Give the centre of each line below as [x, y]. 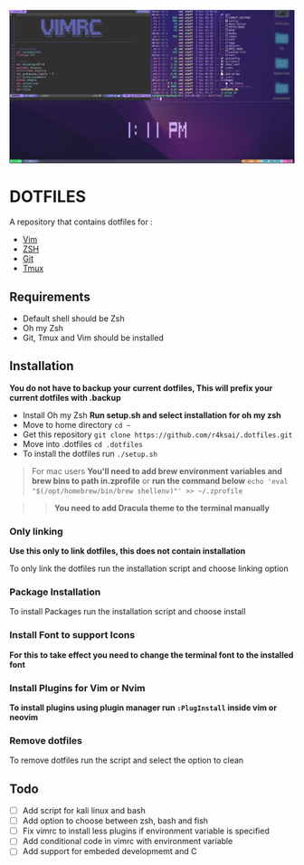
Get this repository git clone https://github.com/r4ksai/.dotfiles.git [157, 434]
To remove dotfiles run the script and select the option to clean [127, 760]
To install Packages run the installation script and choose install [128, 612]
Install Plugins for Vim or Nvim [78, 688]
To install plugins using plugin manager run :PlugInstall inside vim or [143, 708]
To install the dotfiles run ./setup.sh [90, 453]
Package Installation [55, 592]
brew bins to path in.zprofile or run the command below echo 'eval [160, 480]
